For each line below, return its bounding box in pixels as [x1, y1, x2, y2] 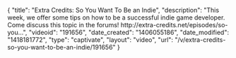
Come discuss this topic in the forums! [7, 21, 119, 29]
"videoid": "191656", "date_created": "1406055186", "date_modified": [28, 28, 230, 36]
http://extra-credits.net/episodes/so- [120, 21, 228, 29]
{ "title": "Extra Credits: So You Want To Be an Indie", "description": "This [7, 6, 220, 14]
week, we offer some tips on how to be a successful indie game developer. [7, 13, 225, 22]
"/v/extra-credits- [175, 36, 226, 44]
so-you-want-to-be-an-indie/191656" [7, 43, 116, 51]
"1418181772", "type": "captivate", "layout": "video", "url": [7, 36, 174, 44]
